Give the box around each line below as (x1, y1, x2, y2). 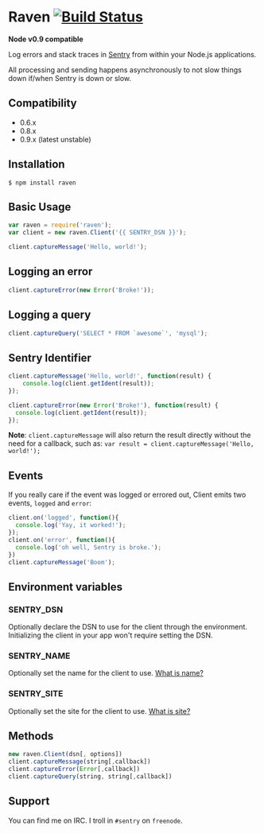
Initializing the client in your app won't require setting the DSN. (8, 630, 213, 640)
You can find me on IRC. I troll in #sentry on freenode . (8, 816, 183, 825)
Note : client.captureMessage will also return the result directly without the (8, 430, 252, 440)
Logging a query (8, 308, 91, 322)
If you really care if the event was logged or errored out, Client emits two (8, 490, 247, 500)
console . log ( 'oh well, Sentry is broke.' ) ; (15, 543, 161, 552)
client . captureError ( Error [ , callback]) (8, 765, 141, 773)
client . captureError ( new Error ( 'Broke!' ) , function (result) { (8, 401, 219, 409)
